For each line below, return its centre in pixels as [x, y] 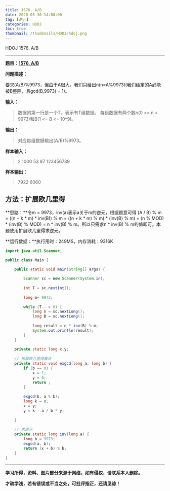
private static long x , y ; [42, 349]
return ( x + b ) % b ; [45, 448]
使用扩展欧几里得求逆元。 [36, 230]
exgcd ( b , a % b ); [41, 397]
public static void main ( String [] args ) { [60, 269]
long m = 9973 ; [38, 297]
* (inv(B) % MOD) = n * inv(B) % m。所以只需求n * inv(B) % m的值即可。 [81, 224]
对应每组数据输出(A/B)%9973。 [51, 141]
